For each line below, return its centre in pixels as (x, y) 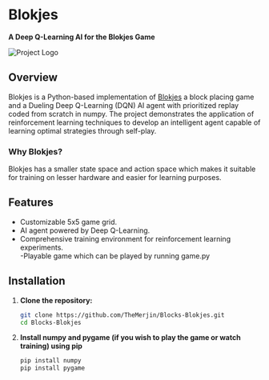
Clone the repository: (56, 300)
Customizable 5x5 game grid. (68, 222)
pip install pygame (52, 368)
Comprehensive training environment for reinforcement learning (125, 238)
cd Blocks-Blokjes (50, 322)
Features (31, 203)
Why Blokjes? (35, 151)
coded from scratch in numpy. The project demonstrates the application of (131, 114)
